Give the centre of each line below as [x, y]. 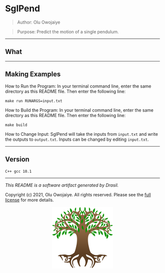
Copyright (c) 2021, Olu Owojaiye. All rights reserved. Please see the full [78, 195]
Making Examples [33, 74]
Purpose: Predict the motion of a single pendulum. [68, 31]
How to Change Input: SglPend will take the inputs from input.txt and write [82, 134]
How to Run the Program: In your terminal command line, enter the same [78, 86]
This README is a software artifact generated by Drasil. [62, 185]
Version [17, 159]
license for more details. [29, 200]
